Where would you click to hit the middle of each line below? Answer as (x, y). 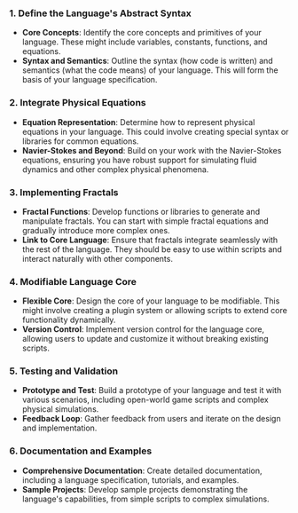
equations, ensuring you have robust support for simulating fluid (139, 160)
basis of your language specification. (90, 80)
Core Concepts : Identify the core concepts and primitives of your (141, 33)
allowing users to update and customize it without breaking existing (145, 339)
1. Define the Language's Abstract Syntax (101, 13)
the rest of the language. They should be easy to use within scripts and (152, 249)
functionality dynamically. (69, 320)
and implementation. (59, 428)
